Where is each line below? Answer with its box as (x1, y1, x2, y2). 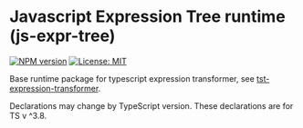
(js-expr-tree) (9, 25, 116, 46)
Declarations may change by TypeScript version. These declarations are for (9, 100, 294, 111)
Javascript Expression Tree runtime (9, 6, 286, 27)
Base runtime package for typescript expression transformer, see (9, 73, 256, 84)
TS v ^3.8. (9, 110, 47, 121)
